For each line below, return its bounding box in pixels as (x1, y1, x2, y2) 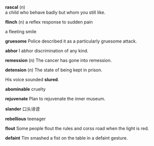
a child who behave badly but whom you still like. (5, 9, 106, 15)
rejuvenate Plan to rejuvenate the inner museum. (5, 96, 106, 101)
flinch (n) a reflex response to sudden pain (5, 19, 93, 25)
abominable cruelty (5, 86, 46, 92)
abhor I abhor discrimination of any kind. (5, 48, 88, 53)
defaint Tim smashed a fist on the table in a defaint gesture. (5, 135, 128, 141)
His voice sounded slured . (5, 77, 60, 82)
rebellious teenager (5, 116, 46, 122)
